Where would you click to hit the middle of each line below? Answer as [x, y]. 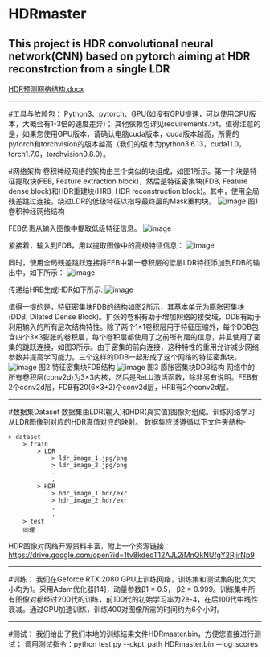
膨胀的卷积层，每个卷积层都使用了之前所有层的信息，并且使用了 [149, 337]
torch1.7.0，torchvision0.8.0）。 [59, 154]
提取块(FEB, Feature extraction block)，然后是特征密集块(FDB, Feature [131, 181]
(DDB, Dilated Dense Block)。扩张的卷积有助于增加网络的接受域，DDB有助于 [135, 317]
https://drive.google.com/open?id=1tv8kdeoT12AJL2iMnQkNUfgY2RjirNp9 [131, 555]
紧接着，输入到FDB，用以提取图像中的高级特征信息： [96, 245]
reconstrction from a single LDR [89, 69]
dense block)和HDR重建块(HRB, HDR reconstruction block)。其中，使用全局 [134, 191]
